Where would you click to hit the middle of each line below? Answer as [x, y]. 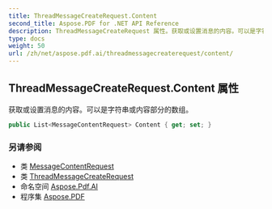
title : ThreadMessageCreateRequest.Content [83, 16]
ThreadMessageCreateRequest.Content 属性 [123, 89]
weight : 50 [27, 46]
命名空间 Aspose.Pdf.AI [59, 186]
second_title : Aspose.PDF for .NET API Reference [94, 23]
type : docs [27, 38]
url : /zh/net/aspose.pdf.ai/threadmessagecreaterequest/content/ [121, 53]
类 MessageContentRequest [67, 166]
